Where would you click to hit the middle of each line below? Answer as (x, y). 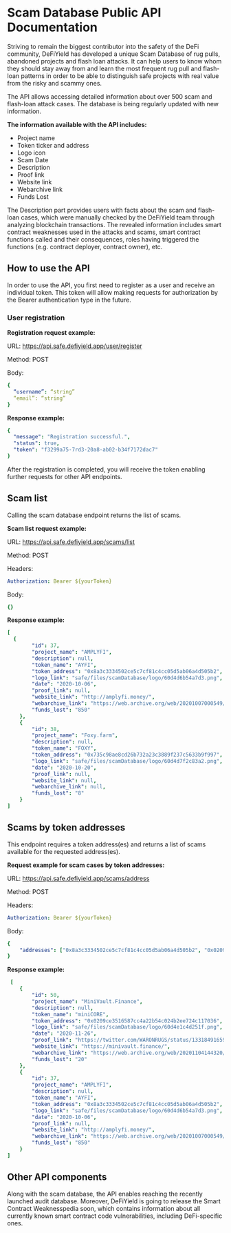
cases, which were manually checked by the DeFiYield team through (118, 217)
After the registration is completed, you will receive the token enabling (106, 469)
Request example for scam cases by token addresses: (86, 865)
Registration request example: (51, 333)
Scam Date (33, 159)
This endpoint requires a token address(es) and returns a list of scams (107, 844)
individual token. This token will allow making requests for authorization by (113, 292)
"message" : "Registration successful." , (72, 437)
